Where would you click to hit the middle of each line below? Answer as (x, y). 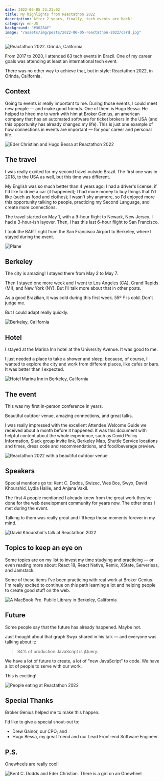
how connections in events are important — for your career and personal (78, 129)
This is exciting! (21, 676)
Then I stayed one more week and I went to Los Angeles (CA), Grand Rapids (82, 283)
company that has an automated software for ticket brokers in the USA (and (81, 119)
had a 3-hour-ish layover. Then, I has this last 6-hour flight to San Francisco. (82, 222)
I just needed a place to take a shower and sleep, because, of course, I (76, 359)
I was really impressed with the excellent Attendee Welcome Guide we (76, 425)
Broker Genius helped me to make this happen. (52, 712)
